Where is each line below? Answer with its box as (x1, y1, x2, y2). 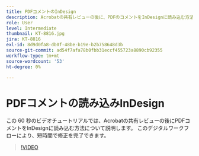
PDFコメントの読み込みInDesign (6, 96, 165, 110)
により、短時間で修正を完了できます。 (16, 132, 110, 139)
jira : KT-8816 (6, 36, 41, 42)
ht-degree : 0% (6, 63, 41, 70)
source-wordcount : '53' (6, 58, 65, 64)
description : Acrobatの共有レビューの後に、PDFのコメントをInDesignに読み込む (6, 14, 185, 20)
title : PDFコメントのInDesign (6, 8, 76, 15)
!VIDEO (20, 144, 38, 151)
